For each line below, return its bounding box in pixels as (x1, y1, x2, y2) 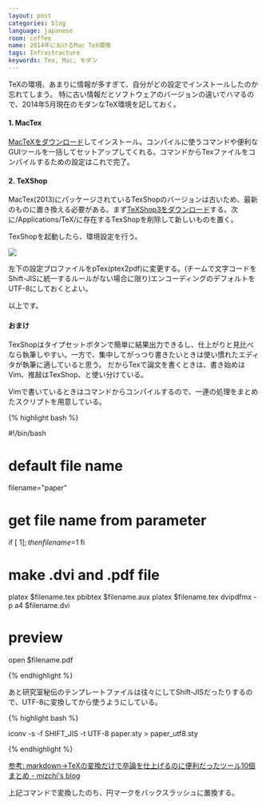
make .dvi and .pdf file (8, 566, 160, 584)
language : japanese (8, 26, 73, 34)
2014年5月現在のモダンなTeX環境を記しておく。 (22, 99, 181, 109)
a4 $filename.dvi (14, 601, 70, 610)
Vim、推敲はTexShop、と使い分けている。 (8, 370, 148, 380)
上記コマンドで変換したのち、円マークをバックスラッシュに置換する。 (8, 788, 240, 798)
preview (8, 629, 64, 647)
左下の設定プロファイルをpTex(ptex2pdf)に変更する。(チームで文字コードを (8, 264, 257, 273)
